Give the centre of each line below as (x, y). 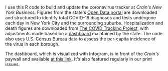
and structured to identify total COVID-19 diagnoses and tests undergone (81, 18)
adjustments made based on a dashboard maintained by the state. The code (84, 34)
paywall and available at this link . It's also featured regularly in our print (78, 59)
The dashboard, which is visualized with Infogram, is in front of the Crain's (82, 54)
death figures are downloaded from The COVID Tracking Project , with (77, 28)
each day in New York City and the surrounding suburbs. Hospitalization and (84, 23)
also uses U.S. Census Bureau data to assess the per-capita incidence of (80, 39)
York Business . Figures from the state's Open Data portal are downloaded (81, 12)
